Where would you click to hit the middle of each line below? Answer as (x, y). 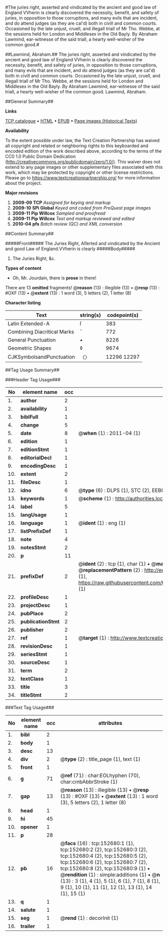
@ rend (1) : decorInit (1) (89, 918)
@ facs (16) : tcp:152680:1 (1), (97, 843)
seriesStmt (34, 654)
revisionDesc (36, 646)
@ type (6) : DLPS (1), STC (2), (114, 490)
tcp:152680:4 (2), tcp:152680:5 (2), (104, 856)
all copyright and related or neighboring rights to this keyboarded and (77, 146)
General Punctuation (32, 340)
